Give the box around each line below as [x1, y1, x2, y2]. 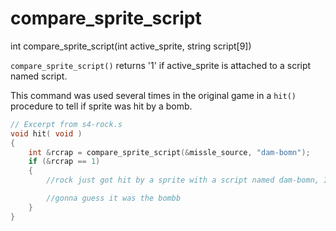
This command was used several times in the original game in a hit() [10, 89, 297, 101]
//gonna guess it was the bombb [46, 193, 182, 204]
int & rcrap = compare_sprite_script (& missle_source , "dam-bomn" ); [28, 147, 311, 157]
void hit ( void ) [10, 128, 83, 139]
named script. [10, 70, 68, 82]
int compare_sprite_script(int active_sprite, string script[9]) [10, 40, 252, 52]
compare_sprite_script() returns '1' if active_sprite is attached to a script [10, 59, 312, 71]
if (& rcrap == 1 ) [28, 157, 101, 167]
